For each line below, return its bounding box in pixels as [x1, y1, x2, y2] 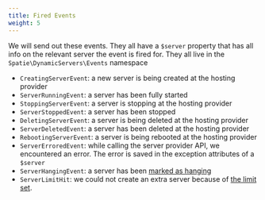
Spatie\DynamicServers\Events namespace [8, 57, 148, 67]
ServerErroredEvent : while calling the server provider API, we [19, 140, 220, 150]
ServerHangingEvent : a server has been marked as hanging [19, 166, 212, 175]
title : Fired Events [8, 11, 77, 20]
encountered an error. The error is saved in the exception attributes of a [19, 148, 255, 159]
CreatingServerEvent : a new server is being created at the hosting [19, 73, 236, 83]
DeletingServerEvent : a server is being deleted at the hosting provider [19, 115, 248, 125]
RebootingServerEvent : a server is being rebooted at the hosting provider [19, 132, 258, 141]
